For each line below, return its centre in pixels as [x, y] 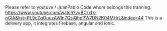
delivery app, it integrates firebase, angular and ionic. [60, 23]
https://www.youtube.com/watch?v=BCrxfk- [51, 12]
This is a [153, 18]
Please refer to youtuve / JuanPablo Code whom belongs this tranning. [78, 7]
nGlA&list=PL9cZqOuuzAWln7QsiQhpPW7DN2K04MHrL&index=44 [74, 18]
